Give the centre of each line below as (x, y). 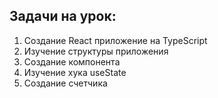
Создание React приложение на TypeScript (115, 40)
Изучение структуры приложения (96, 51)
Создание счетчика (65, 83)
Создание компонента (72, 61)
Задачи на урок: (63, 16)
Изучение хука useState (75, 72)
